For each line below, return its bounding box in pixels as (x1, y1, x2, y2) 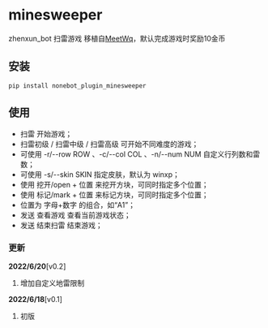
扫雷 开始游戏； (19, 128, 73, 139)
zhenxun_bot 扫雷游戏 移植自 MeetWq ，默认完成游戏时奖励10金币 (8, 33, 226, 43)
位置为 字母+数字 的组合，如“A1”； (19, 200, 136, 209)
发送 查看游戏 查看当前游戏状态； (19, 209, 131, 220)
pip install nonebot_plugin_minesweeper (8, 81, 147, 90)
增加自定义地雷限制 (19, 278, 85, 287)
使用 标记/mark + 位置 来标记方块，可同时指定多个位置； (19, 189, 209, 200)
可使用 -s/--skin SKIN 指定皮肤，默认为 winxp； (19, 169, 181, 179)
